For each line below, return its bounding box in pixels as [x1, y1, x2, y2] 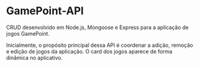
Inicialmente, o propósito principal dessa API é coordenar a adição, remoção [6, 42, 193, 49]
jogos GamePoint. [6, 30, 50, 37]
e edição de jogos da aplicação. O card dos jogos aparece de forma [6, 47, 173, 55]
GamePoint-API [6, 4, 84, 18]
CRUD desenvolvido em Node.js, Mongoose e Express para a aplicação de [6, 24, 189, 31]
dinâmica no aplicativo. [6, 54, 63, 61]
